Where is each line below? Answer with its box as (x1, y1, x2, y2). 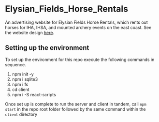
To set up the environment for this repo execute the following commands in (5, 57, 155, 62)
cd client (12, 86, 30, 92)
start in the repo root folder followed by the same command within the (5, 106, 146, 112)
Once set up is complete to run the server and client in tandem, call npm (5, 101, 146, 107)
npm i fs (12, 81, 29, 87)
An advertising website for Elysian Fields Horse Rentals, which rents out (5, 19, 148, 25)
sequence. (5, 61, 27, 67)
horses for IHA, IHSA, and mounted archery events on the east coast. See (5, 24, 152, 30)
